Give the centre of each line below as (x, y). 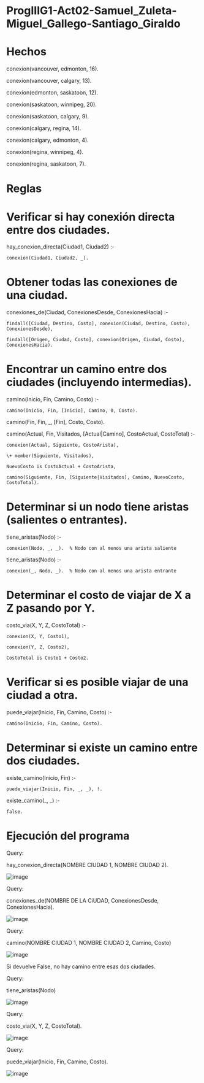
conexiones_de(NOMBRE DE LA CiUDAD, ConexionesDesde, (83, 900)
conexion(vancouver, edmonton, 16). (53, 69)
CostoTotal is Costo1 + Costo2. (47, 658)
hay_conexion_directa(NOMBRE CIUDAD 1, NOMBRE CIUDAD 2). (87, 865)
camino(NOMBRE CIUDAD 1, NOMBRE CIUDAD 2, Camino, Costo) (89, 942)
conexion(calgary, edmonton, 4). (47, 140)
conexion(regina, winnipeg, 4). (45, 152)
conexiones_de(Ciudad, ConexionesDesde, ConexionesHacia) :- (87, 312)
